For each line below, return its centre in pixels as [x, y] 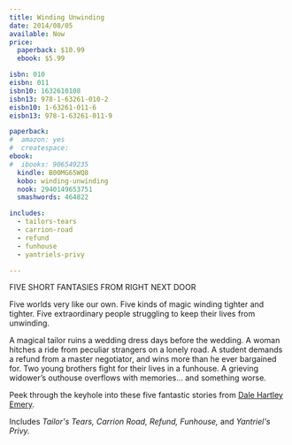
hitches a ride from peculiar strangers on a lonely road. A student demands [146, 349]
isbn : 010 [27, 75]
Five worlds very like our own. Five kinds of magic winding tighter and [137, 304]
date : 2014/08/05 [41, 26]
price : [21, 42]
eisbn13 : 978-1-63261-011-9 [61, 116]
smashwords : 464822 [53, 197]
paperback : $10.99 [51, 50]
